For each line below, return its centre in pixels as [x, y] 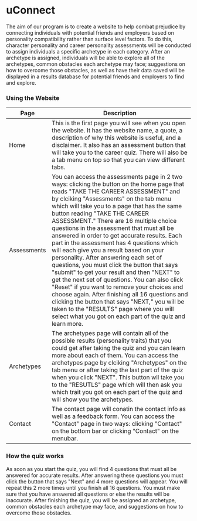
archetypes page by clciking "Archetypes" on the [120, 363]
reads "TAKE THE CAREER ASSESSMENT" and [116, 192]
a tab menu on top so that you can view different [118, 160]
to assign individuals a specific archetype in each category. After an [88, 51]
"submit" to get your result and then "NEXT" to [116, 272]
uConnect [31, 10]
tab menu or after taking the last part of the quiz [118, 370]
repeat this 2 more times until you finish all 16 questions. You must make [93, 487]
